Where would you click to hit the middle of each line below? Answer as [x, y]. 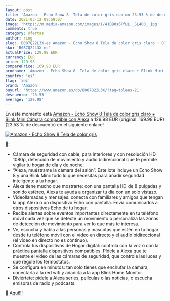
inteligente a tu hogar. [35, 181]
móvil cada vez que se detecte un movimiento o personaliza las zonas [86, 219]
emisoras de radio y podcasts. [44, 283]
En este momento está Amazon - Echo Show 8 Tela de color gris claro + [80, 114]
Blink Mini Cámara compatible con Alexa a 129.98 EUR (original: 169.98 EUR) [85, 119]
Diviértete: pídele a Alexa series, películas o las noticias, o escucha [82, 278]
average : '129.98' [25, 99]
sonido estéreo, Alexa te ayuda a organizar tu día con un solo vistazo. [85, 192]
